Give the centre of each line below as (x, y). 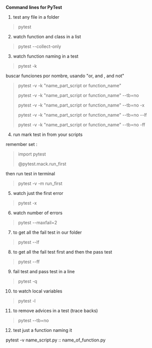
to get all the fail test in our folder (47, 232)
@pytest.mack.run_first (42, 164)
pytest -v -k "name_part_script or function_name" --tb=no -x (81, 105)
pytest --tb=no (33, 320)
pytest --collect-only (40, 46)
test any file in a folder (36, 17)
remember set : (21, 144)
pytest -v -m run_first (40, 183)
